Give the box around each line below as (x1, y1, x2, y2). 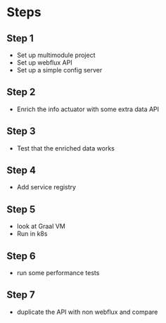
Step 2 (6, 86, 36, 99)
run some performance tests (16, 269, 100, 277)
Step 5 (6, 203, 36, 215)
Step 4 (6, 165, 37, 177)
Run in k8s (16, 229, 48, 238)
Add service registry (16, 183, 77, 191)
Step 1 (6, 32, 34, 44)
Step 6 (6, 250, 36, 262)
